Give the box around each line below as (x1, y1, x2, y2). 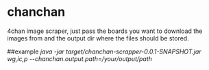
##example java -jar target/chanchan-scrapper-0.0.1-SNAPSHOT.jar (7, 47, 201, 56)
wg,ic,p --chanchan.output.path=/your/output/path (7, 54, 153, 62)
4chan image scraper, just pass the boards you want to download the (7, 27, 203, 35)
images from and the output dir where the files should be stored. (7, 34, 190, 42)
